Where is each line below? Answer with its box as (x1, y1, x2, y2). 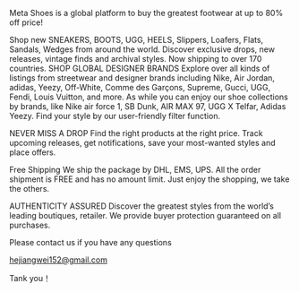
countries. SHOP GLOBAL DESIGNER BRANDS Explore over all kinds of (9, 63, 270, 73)
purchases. (9, 219, 51, 230)
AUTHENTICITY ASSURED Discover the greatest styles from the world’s (9, 201, 275, 211)
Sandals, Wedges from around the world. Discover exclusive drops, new (9, 44, 276, 55)
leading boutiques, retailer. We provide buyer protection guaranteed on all (9, 210, 282, 220)
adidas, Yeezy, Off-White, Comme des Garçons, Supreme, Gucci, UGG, (9, 82, 271, 92)
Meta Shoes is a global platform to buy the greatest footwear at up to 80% (9, 8, 284, 18)
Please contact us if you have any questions (9, 237, 172, 247)
